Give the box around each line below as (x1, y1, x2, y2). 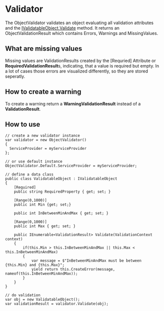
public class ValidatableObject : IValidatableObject (5, 176, 118, 181)
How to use (5, 120, 40, 129)
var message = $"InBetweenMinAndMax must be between (31, 258, 141, 263)
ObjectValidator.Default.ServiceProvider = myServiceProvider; (5, 164, 137, 169)
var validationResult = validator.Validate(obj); (5, 302, 109, 307)
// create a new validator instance (5, 133, 80, 138)
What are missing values (5, 44, 82, 53)
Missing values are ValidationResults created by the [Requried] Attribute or (5, 58, 156, 64)
